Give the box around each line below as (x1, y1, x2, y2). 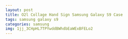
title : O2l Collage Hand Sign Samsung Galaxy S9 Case (5, 12, 123, 17)
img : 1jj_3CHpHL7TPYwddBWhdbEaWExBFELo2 (5, 26, 94, 31)
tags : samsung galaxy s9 (5, 17, 59, 22)
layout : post (5, 7, 33, 13)
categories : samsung (5, 21, 50, 27)
